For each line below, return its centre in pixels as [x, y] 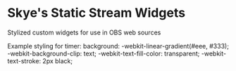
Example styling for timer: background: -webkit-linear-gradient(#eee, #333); [118, 46]
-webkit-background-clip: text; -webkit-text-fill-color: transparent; [104, 53]
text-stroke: [24, 60]
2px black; [57, 60]
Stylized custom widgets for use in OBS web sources [84, 32]
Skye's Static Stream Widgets [96, 13]
